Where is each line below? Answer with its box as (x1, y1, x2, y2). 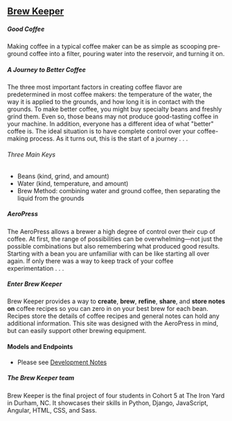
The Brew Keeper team (7, 374, 75, 382)
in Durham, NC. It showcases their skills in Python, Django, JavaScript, (7, 398, 209, 407)
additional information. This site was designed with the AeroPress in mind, (7, 319, 219, 328)
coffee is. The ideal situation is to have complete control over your (7, 127, 196, 136)
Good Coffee (7, 24, 45, 33)
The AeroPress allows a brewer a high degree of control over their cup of (7, 227, 216, 235)
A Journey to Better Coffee (7, 65, 87, 73)
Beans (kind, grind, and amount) (17, 172, 109, 180)
